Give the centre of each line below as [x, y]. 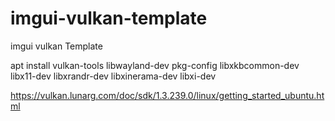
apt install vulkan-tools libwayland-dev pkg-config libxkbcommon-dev [155, 65]
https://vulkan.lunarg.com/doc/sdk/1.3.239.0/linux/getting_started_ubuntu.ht [167, 95]
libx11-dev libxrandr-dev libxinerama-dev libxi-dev [113, 76]
